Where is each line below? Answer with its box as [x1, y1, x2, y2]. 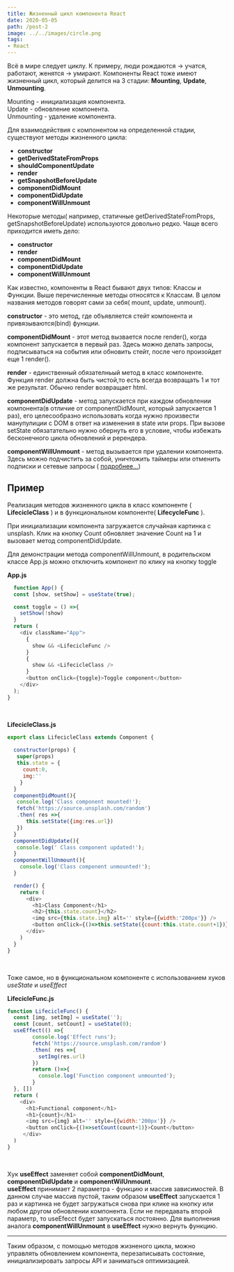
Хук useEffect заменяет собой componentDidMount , [7, 1170, 165, 1178]
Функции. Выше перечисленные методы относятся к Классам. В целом [7, 291, 221, 299]
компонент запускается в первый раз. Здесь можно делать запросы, [7, 340, 214, 348]
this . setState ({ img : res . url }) [25, 818, 114, 825]
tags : [7, 36, 23, 43]
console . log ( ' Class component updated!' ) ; [16, 844, 145, 851]
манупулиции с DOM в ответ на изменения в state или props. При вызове [7, 419, 226, 427]
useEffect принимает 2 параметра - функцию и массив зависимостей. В [7, 1184, 224, 1193]
